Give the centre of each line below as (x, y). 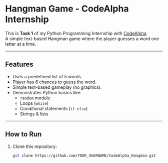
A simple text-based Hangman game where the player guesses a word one (82, 39)
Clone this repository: (34, 146)
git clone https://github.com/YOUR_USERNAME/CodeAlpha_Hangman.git (84, 155)
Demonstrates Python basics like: (47, 92)
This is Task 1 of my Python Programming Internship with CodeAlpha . (76, 33)
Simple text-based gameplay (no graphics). (57, 87)
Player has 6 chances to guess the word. (54, 82)
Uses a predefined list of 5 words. (47, 76)
